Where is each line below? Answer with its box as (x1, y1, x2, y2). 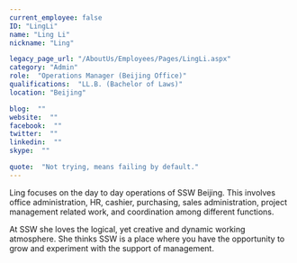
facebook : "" (9, 121, 63, 131)
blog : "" (9, 104, 47, 113)
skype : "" (9, 146, 50, 156)
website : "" (9, 113, 58, 122)
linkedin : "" (9, 138, 63, 147)
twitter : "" (9, 130, 58, 139)
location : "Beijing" (9, 87, 87, 97)
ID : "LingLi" (9, 22, 58, 31)
